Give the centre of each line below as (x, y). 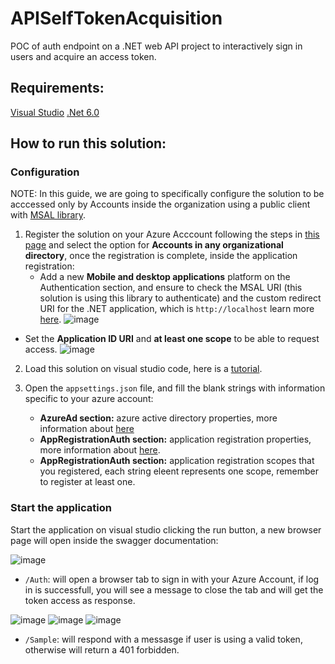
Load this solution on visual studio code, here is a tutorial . (143, 369)
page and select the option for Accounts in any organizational (154, 245)
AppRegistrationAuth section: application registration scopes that (177, 461)
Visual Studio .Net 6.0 (55, 112)
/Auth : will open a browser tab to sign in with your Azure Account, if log (172, 579)
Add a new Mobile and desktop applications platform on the (165, 277)
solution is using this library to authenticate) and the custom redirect (180, 298)
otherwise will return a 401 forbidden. (102, 649)
